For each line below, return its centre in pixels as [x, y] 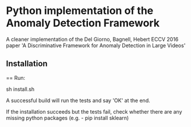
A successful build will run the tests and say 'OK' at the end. [78, 100]
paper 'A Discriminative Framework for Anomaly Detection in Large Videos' [96, 45]
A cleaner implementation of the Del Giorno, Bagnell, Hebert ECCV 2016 [92, 39]
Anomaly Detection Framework [83, 23]
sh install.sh [20, 89]
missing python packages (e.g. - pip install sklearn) [68, 118]
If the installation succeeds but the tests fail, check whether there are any [94, 111]
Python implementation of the [80, 11]
